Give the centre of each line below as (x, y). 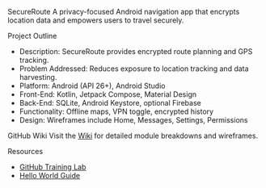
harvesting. (38, 77)
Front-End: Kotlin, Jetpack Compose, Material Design (108, 94)
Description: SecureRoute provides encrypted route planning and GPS (136, 51)
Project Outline (32, 36)
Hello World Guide (50, 175)
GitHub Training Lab (53, 167)
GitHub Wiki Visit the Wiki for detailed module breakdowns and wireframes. (133, 136)
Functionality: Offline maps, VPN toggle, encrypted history (116, 111)
